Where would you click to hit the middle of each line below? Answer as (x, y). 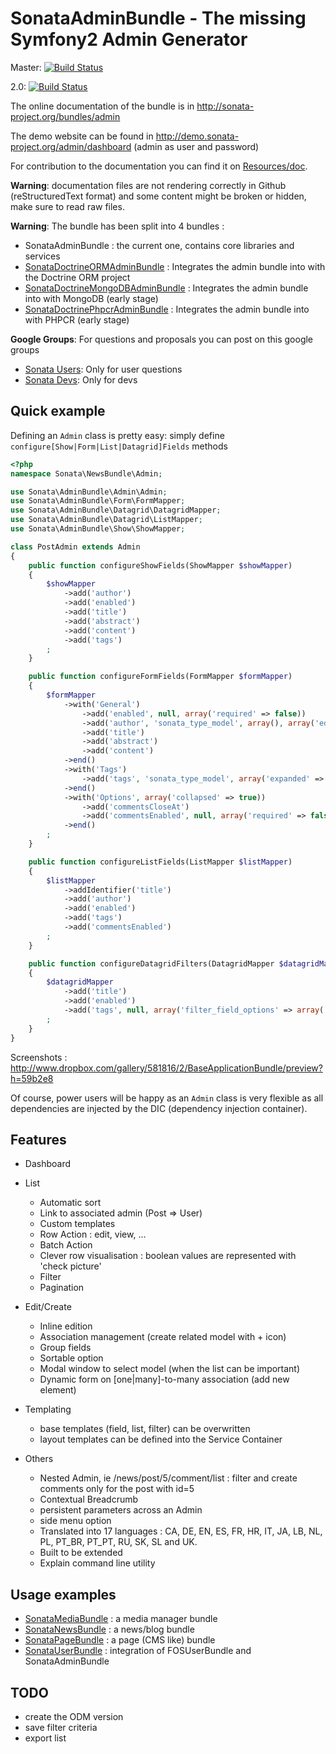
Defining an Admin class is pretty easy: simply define (117, 435)
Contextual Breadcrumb (89, 1499)
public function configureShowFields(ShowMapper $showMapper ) (160, 565)
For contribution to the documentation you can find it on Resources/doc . (159, 166)
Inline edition (66, 1326)
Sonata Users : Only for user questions (103, 369)
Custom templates (77, 1224)
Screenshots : (39, 1057)
